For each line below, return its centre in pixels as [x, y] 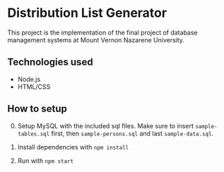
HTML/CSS [34, 87]
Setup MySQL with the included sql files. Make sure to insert [106, 125]
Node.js [29, 79]
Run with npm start [46, 161]
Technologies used [50, 62]
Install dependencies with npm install [73, 147]
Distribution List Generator [87, 13]
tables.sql [34, 134]
